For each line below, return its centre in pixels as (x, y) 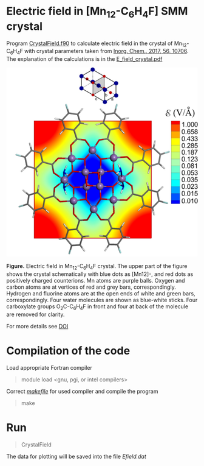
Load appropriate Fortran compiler (49, 367)
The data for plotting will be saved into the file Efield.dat (76, 456)
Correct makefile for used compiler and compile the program (82, 391)
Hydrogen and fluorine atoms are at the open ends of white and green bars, (101, 294)
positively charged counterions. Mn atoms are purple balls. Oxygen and (96, 281)
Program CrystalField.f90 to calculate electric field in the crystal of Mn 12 (97, 44)
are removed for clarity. (36, 314)
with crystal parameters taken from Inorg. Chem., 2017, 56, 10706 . (106, 51)
